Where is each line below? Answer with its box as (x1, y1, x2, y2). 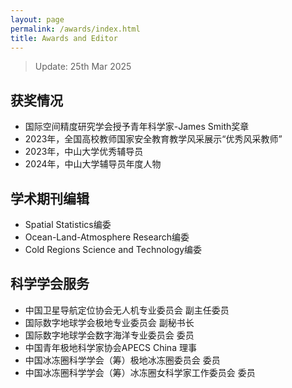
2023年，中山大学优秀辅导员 (24, 146, 144, 158)
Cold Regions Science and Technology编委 (24, 244, 203, 255)
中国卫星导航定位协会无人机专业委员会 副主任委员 (24, 304, 230, 316)
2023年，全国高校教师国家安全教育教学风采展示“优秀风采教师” (24, 133, 283, 145)
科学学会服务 (10, 276, 90, 293)
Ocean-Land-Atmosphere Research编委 (24, 231, 190, 243)
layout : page (10, 14, 65, 25)
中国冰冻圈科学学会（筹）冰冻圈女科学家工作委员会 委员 (24, 366, 256, 378)
